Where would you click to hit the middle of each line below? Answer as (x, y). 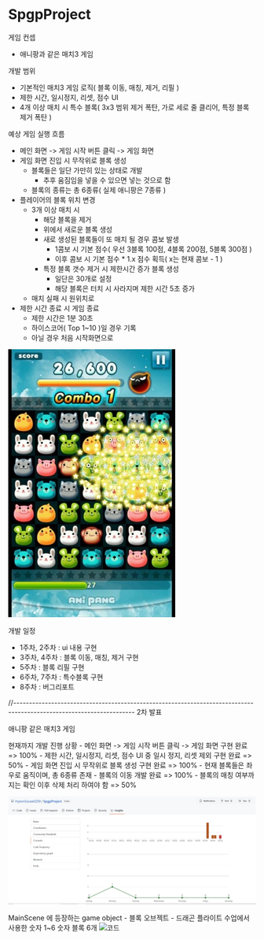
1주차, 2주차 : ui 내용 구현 (58, 647)
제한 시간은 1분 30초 (62, 318)
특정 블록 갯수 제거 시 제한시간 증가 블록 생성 (111, 269)
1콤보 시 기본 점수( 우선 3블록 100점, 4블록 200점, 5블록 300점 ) (154, 249)
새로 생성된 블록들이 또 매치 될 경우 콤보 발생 (111, 239)
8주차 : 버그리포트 (47, 686)
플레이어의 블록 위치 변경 (57, 199)
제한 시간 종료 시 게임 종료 (59, 308)
